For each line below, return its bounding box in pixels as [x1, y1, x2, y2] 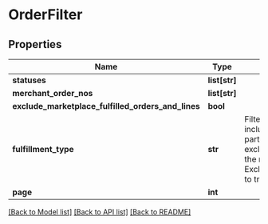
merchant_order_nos [12, 88, 93, 98]
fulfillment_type [12, 144, 74, 154]
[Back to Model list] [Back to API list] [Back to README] [8, 207, 191, 217]
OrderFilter [8, 6, 83, 24]
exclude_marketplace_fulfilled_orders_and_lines [12, 101, 201, 111]
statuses [12, 74, 46, 86]
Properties [8, 38, 62, 51]
